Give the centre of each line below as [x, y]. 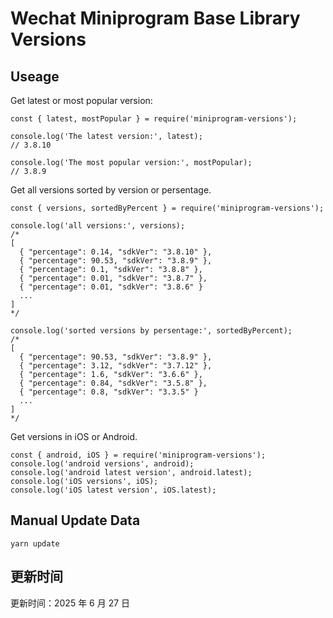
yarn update [35, 543]
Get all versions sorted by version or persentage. [111, 190]
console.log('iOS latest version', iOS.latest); [113, 490]
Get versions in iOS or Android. [74, 436]
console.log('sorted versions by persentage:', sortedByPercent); [151, 331]
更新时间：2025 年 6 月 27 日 [70, 603]
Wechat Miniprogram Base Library [155, 18]
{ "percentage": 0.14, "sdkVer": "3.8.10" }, [116, 252]
